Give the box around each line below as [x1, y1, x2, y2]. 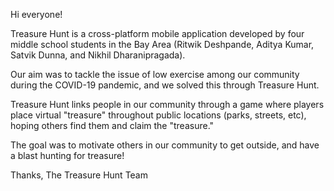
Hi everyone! [10, 9, 63, 20]
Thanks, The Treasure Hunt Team [10, 169, 148, 181]
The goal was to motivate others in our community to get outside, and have [10, 139, 320, 151]
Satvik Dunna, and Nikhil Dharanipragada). [10, 49, 186, 61]
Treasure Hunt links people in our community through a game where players [10, 99, 325, 110]
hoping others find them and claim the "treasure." [10, 120, 215, 131]
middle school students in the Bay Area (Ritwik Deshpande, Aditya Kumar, [10, 39, 315, 50]
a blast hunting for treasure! [10, 150, 125, 161]
